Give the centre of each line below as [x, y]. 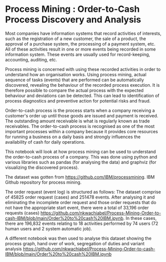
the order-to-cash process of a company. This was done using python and [81, 157]
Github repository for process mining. [43, 182]
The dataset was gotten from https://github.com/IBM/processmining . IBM [80, 177]
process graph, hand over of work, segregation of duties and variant [75, 243]
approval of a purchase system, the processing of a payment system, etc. [80, 44]
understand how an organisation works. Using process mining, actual [76, 74]
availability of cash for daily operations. [45, 142]
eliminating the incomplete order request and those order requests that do [81, 202]
